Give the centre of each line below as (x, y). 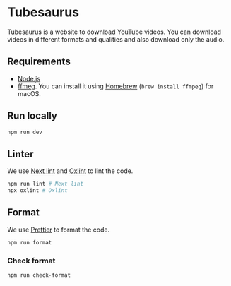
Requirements (39, 62)
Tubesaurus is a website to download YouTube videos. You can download (114, 32)
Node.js (29, 78)
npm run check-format (39, 275)
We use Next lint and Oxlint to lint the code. (70, 171)
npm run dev (25, 132)
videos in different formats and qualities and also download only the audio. (116, 39)
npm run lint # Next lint (45, 184)
